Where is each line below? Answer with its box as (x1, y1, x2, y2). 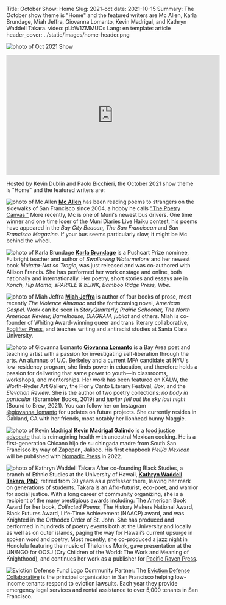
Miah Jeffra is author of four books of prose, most (65, 293, 192, 300)
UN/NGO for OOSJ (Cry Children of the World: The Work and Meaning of (6, 548, 189, 556)
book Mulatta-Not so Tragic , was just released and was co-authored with (6, 262, 191, 269)
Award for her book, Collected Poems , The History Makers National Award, (6, 503, 194, 511)
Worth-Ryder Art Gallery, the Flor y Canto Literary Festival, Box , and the (6, 383, 186, 389)
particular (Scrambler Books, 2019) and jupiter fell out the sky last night (6, 395, 186, 403)
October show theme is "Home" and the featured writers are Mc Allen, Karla (6, 12, 197, 19)
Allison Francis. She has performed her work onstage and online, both (6, 268, 182, 275)
